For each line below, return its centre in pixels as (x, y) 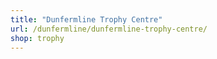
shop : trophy (37, 38)
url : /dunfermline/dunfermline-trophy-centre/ (109, 29)
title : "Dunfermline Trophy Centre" (86, 19)
